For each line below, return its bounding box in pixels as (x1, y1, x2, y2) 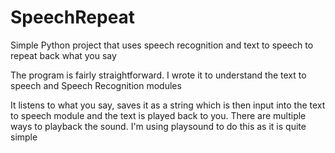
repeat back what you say (10, 49, 117, 61)
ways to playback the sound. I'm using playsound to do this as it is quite (10, 120, 307, 132)
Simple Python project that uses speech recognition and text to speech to (10, 39, 314, 51)
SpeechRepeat (10, 6, 136, 29)
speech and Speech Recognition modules (10, 79, 182, 91)
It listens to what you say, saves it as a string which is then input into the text (10, 99, 326, 111)
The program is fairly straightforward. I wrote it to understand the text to (10, 69, 307, 81)
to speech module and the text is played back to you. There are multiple (10, 109, 307, 121)
